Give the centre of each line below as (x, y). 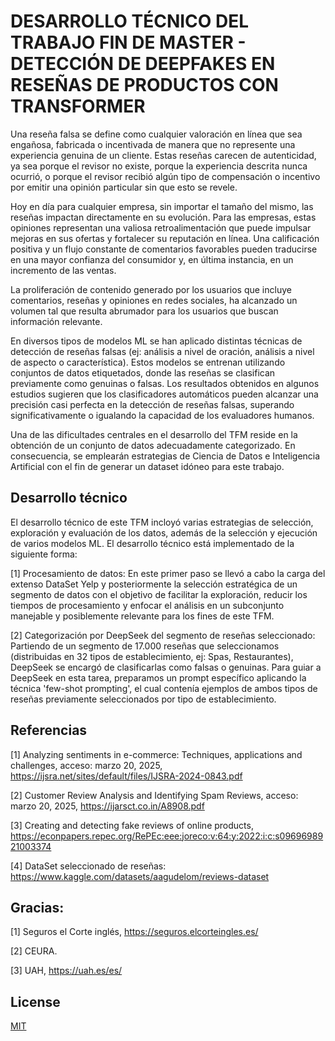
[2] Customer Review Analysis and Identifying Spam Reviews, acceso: (154, 795)
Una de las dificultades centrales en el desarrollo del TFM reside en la (154, 434)
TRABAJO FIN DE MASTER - (128, 42)
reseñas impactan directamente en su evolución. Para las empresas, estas (163, 217)
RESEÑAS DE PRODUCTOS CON (144, 85)
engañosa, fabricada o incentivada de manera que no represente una (153, 144)
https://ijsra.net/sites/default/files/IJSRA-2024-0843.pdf (126, 776)
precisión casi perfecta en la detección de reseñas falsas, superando (152, 404)
